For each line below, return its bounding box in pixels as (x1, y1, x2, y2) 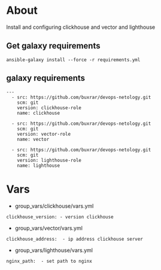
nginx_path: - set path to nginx (6, 258, 93, 264)
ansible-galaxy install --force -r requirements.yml (6, 56, 141, 63)
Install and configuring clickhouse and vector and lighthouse (6, 23, 156, 31)
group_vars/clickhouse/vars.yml (14, 202, 94, 209)
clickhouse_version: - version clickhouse (6, 214, 114, 220)
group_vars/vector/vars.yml (14, 224, 83, 232)
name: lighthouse (17, 163, 60, 169)
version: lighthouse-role (17, 157, 82, 163)
